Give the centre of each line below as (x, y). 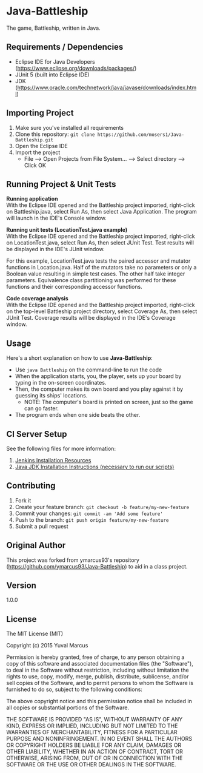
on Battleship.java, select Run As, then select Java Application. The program (101, 212)
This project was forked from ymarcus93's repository (73, 560)
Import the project (38, 152)
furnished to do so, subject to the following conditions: (74, 689)
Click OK (35, 165)
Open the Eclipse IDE (41, 146)
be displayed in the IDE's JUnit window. (55, 249)
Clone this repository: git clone (55, 134)
